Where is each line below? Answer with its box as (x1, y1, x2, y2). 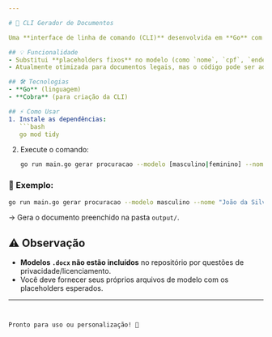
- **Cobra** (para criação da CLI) (8, 93, 129, 101)
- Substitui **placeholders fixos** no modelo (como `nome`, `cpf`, (8, 56, 244, 64)
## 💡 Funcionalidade (8, 48, 79, 57)
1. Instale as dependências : (8, 115, 107, 123)
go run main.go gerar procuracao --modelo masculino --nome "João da (8, 198, 249, 207)
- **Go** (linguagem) (8, 86, 82, 94)
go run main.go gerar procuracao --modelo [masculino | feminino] (19, 160, 242, 168)
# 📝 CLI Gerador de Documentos (8, 19, 114, 27)
